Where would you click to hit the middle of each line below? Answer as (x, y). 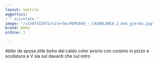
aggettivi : (16, 14)
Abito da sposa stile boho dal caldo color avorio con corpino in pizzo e (77, 51)
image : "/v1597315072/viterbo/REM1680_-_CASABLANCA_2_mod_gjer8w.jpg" (80, 23)
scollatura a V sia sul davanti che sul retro (48, 56)
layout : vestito (22, 10)
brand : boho (17, 28)
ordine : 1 (15, 32)
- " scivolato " (22, 19)
